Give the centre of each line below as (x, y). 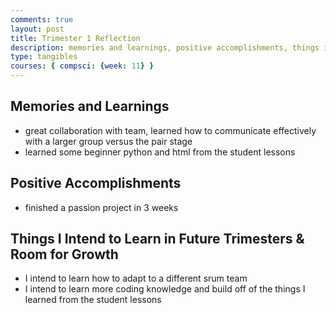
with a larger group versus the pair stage (108, 141)
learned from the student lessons (93, 300)
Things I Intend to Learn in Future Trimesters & (157, 239)
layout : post (37, 29)
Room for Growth (64, 254)
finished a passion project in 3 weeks (101, 207)
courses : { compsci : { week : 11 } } (82, 66)
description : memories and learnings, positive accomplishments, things (165, 47)
